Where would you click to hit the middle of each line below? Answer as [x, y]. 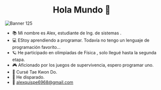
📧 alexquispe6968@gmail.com [43, 82]
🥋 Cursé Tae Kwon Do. [35, 72]
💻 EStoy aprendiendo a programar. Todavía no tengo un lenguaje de [81, 40]
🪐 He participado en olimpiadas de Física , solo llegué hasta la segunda [84, 52]
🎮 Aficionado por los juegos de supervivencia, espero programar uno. [83, 65]
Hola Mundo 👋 [82, 10]
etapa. [18, 60]
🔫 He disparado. [28, 77]
